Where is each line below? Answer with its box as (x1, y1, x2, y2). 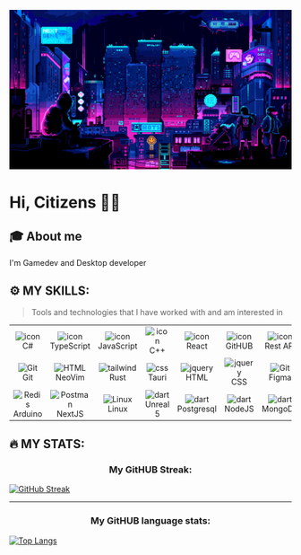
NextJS (56, 408, 84, 418)
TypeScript (49, 340, 91, 351)
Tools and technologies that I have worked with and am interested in (30, 307, 284, 318)
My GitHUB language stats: (90, 515, 211, 527)
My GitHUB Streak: (108, 463, 193, 476)
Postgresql (176, 403, 218, 414)
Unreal (144, 399, 170, 410)
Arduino (13, 408, 43, 418)
